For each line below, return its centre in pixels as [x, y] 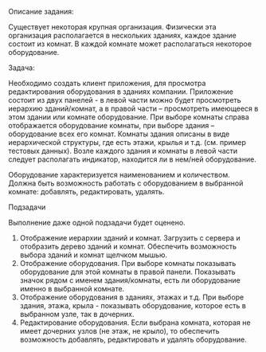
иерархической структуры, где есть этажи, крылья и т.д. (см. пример [127, 142]
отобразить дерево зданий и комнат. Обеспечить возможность [128, 246]
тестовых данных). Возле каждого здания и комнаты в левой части [123, 151]
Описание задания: [41, 12]
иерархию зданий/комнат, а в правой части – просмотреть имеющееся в [133, 108]
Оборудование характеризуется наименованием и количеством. [119, 175]
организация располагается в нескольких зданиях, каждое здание [122, 35]
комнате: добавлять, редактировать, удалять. [86, 192]
